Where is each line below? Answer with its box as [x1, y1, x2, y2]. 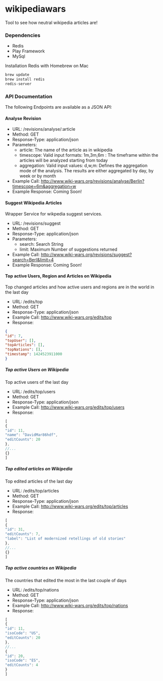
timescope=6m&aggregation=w [12, 184, 76, 189]
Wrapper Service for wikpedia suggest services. [5, 211, 103, 216]
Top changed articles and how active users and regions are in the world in [5, 284, 155, 290]
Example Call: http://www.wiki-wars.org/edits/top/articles [12, 503, 128, 509]
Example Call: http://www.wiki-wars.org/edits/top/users [12, 404, 125, 410]
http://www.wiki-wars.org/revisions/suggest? [41, 251, 132, 258]
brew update [5, 72, 29, 77]
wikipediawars [5, 3, 66, 15]
